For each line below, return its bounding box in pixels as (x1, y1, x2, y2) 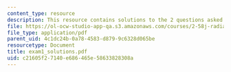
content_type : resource (7, 10, 76, 17)
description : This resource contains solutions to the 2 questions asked (7, 16, 223, 23)
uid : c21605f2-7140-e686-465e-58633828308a (7, 55, 134, 62)
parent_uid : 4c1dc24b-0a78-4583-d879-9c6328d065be (7, 36, 155, 43)
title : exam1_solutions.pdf (7, 49, 88, 56)
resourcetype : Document (7, 42, 76, 49)
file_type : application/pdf (7, 29, 88, 36)
